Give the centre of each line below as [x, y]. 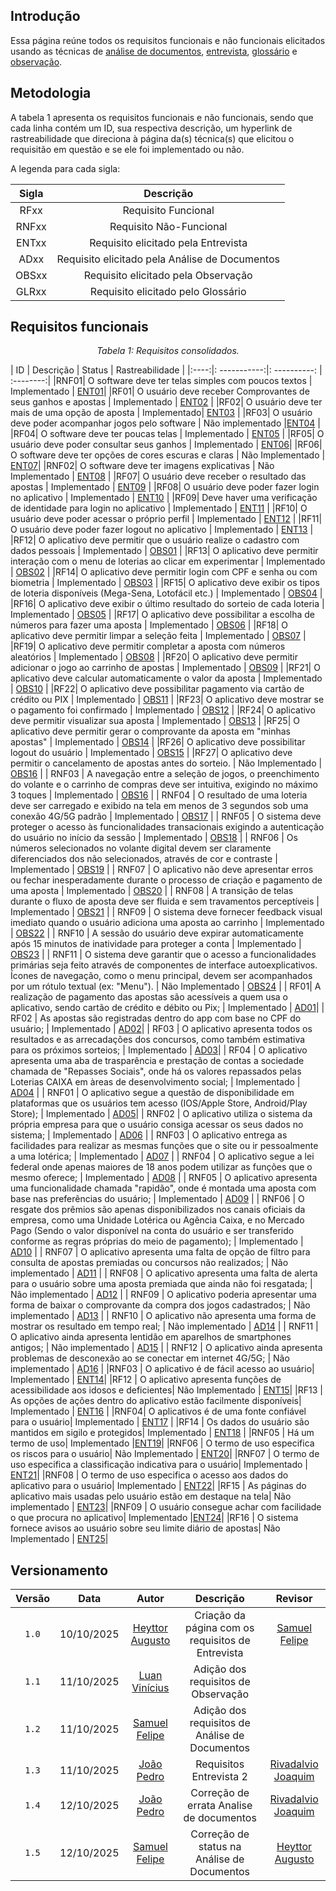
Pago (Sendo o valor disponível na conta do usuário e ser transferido [152, 1231]
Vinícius [150, 1688]
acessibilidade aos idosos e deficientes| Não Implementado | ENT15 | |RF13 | [166, 1390]
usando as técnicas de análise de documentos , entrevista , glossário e [154, 51]
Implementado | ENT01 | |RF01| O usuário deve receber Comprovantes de [160, 391]
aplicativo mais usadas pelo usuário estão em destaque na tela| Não [151, 1496]
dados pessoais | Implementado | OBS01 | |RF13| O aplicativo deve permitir [164, 551]
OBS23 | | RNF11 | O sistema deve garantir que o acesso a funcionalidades [163, 955]
